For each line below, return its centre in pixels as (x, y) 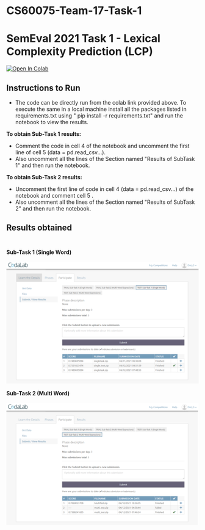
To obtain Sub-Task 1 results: (44, 134)
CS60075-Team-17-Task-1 (74, 11)
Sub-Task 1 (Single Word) (39, 252)
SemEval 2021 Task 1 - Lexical (83, 39)
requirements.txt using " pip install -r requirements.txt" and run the (99, 115)
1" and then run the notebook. (52, 165)
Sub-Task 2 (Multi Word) (38, 393)
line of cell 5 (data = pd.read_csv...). (60, 152)
